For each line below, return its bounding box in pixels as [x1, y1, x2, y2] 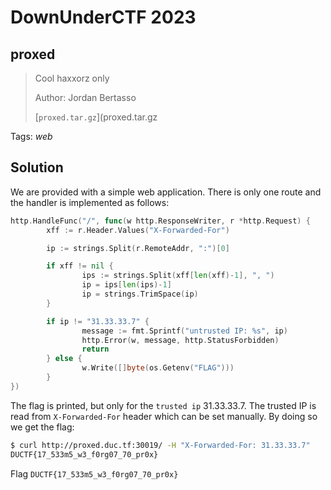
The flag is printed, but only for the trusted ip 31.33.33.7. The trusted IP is [10, 399, 317, 411]
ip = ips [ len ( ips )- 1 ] [81, 280, 172, 290]
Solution [10, 159, 64, 176]
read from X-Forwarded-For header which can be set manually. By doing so [10, 410, 318, 422]
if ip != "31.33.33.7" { [46, 316, 150, 326]
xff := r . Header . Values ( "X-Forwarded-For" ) [46, 225, 230, 235]
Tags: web [10, 131, 53, 142]
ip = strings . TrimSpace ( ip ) [81, 289, 199, 300]
